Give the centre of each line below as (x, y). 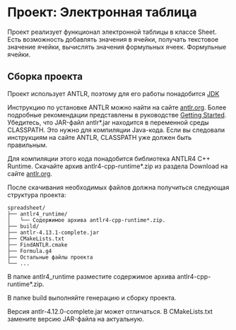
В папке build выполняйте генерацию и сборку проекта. (92, 297)
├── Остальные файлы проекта (50, 257)
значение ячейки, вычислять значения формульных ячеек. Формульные (117, 47)
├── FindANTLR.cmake (38, 244)
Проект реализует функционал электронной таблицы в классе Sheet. (112, 32)
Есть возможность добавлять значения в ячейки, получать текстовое (113, 39)
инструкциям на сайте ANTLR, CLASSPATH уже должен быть (100, 137)
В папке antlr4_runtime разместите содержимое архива (91, 276)
